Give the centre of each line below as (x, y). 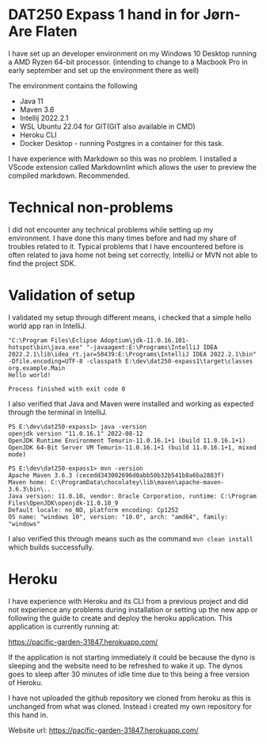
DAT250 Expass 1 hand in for (104, 15)
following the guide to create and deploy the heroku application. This (120, 618)
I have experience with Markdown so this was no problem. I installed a (123, 158)
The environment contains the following (73, 86)
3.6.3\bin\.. (30, 489)
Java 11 (31, 101)
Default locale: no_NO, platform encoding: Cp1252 (93, 510)
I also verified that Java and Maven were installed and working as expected (131, 403)
